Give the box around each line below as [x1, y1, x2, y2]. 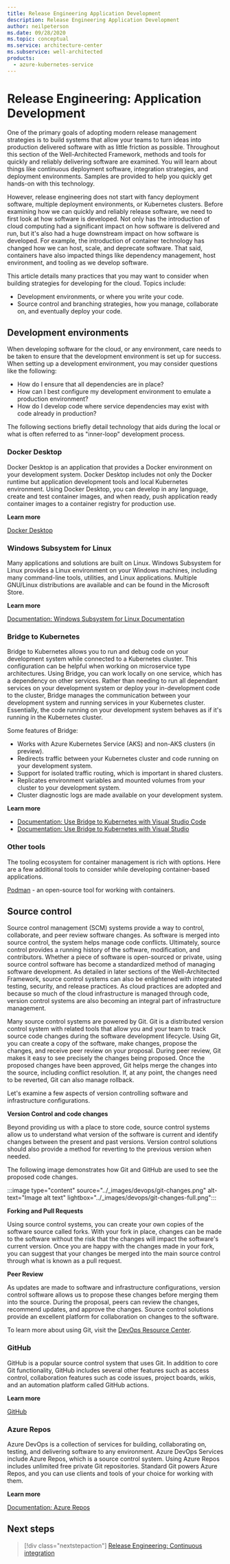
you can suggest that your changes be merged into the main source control [7, 1249, 221, 1258]
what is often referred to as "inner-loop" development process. [7, 430, 185, 439]
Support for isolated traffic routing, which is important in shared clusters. [16, 769, 223, 778]
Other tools [7, 842, 46, 852]
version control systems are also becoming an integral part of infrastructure [7, 997, 221, 1005]
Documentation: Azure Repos [7, 1503, 91, 1511]
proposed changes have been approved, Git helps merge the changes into [7, 1061, 218, 1070]
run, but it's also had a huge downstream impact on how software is [7, 229, 199, 237]
